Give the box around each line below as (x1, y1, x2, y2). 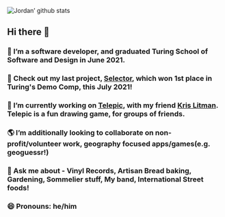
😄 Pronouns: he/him (7, 201, 77, 211)
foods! (7, 183, 29, 192)
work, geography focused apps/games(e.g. (62, 139, 211, 149)
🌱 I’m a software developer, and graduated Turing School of (7, 47, 209, 56)
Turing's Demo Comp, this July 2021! (7, 82, 133, 92)
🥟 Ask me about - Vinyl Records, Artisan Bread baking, (7, 166, 191, 175)
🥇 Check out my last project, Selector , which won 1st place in (7, 74, 213, 84)
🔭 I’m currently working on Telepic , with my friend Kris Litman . (7, 101, 219, 110)
